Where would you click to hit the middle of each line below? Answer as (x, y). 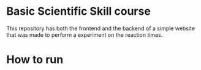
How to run (35, 60)
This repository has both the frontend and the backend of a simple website (100, 28)
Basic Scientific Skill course (79, 11)
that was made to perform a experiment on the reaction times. (85, 34)
